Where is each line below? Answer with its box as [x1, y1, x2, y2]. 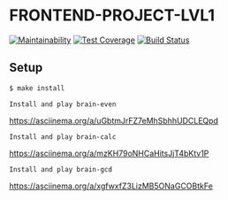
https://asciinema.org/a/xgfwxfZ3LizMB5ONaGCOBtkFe [9, 181, 214, 191]
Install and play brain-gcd [9, 165, 113, 173]
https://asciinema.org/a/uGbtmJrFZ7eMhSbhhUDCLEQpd [9, 115, 219, 126]
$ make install [9, 83, 65, 93]
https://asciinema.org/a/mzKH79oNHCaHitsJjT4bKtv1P [9, 148, 209, 158]
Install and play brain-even [9, 99, 117, 109]
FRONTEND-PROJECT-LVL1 [9, 5, 215, 26]
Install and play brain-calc [9, 132, 117, 142]
